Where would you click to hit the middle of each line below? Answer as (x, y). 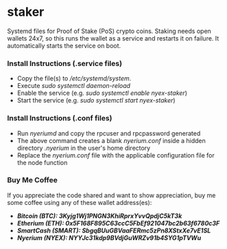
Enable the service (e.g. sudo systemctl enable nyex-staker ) (102, 93)
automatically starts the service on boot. (64, 45)
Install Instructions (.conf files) (60, 118)
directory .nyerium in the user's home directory (84, 148)
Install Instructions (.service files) (64, 63)
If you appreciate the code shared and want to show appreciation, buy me (111, 195)
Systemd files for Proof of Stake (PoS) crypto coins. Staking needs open (109, 31)
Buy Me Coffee (33, 180)
